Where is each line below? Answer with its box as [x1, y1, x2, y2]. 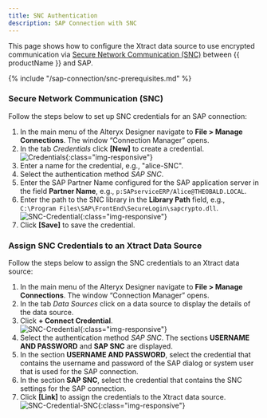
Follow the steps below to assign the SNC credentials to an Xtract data [8, 258, 240, 268]
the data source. [19, 308, 74, 317]
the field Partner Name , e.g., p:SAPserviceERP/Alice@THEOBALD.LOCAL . [19, 186, 247, 195]
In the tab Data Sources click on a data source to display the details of [19, 299, 251, 309]
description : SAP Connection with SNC [8, 19, 137, 27]
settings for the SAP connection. [19, 384, 127, 393]
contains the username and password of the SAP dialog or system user [19, 358, 254, 368]
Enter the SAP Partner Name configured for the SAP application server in [19, 177, 259, 187]
